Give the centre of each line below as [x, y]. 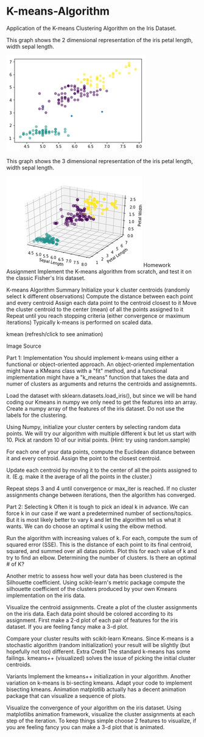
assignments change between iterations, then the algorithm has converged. [101, 495]
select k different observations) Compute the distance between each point [100, 296]
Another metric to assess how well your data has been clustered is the [94, 576]
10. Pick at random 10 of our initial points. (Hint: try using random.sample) [98, 440]
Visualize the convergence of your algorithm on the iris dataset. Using [94, 708]
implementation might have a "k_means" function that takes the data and [98, 377]
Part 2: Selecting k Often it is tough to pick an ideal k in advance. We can [97, 507]
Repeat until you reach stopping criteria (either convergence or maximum [98, 315]
